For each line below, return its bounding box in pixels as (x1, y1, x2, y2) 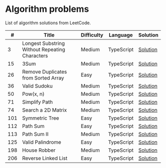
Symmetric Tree (22, 115, 59, 122)
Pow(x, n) (22, 90, 44, 97)
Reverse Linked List (22, 155, 68, 162)
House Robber (22, 147, 56, 154)
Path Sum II (22, 130, 48, 137)
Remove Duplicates (22, 68, 67, 75)
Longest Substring (22, 40, 65, 46)
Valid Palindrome (22, 138, 62, 145)
